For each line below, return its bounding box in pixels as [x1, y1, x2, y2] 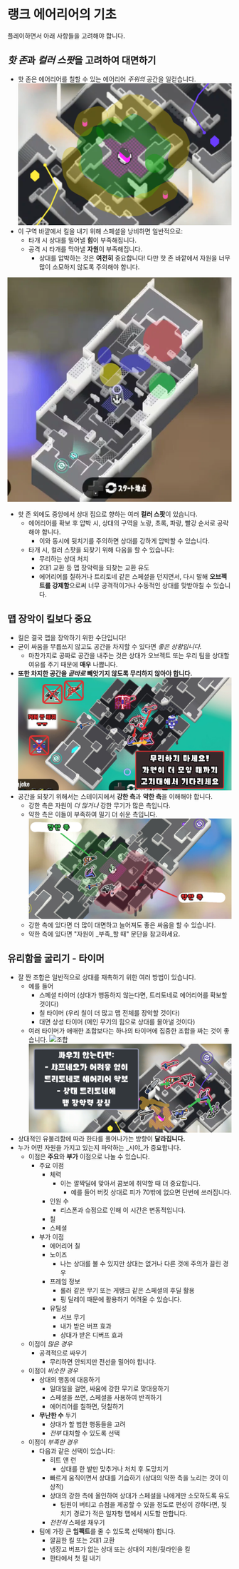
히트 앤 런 [49, 1456, 77, 1464]
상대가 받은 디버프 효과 [60, 1331, 123, 1339]
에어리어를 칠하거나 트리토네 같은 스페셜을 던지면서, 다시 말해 [38, 572, 208, 580]
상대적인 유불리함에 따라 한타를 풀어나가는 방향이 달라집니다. [17, 1134, 186, 1143]
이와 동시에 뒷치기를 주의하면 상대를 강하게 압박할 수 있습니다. [38, 536, 210, 545]
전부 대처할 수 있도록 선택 [49, 1428, 120, 1437]
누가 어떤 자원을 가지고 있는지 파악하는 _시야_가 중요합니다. [17, 1143, 181, 1151]
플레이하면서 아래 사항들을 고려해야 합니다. [7, 31, 126, 40]
